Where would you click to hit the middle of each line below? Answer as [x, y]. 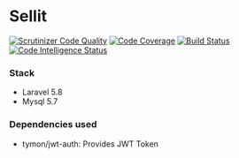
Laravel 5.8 [42, 92]
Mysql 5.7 [40, 102]
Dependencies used [53, 124]
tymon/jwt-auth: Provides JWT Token [90, 144]
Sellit [28, 16]
